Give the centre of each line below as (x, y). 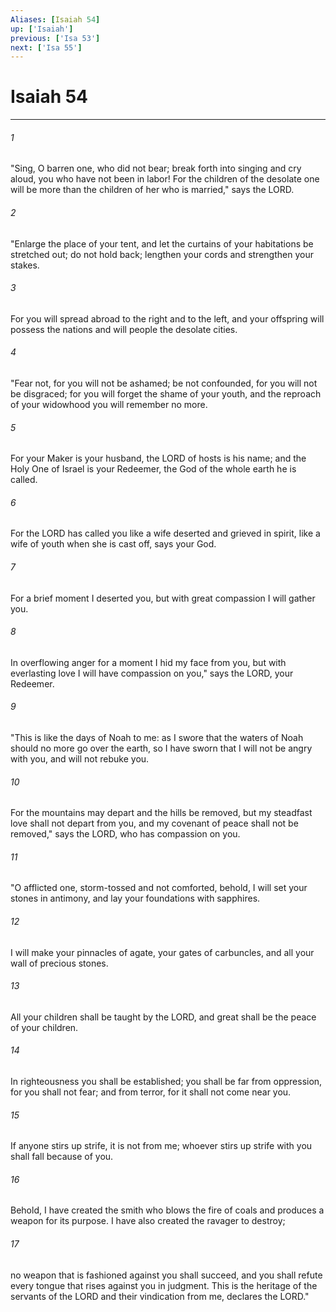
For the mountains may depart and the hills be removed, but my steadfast (161, 813)
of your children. (44, 1027)
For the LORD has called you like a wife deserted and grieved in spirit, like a (165, 533)
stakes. (25, 265)
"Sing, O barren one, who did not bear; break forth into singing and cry (156, 168)
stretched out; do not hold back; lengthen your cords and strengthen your (162, 254)
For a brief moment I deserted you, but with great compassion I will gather (163, 598)
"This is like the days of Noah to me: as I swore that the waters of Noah (157, 738)
